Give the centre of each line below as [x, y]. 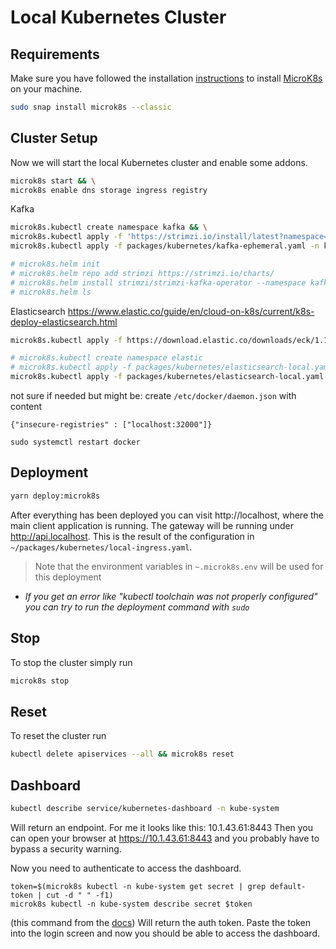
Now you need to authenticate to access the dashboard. [126, 868]
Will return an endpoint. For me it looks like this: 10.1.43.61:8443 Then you [162, 827]
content [26, 407]
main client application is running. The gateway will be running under [152, 525]
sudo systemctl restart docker [75, 442]
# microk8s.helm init [55, 264]
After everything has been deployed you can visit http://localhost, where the [167, 515]
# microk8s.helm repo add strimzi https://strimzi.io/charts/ [142, 273]
